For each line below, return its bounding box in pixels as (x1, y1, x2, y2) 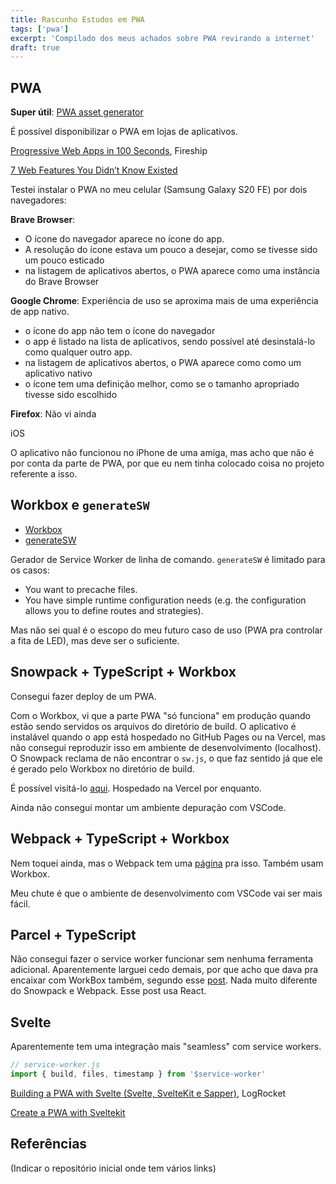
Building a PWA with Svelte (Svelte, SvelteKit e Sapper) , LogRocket (10, 1087, 287, 1099)
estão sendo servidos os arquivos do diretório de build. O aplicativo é (10, 720, 297, 732)
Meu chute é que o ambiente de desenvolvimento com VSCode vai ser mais (10, 887, 323, 899)
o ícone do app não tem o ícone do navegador (24, 325, 216, 337)
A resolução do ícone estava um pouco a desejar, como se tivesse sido (24, 244, 318, 256)
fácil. (10, 897, 31, 910)
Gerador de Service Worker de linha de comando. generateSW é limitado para (10, 553, 326, 565)
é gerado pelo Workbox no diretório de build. (10, 762, 195, 775)
